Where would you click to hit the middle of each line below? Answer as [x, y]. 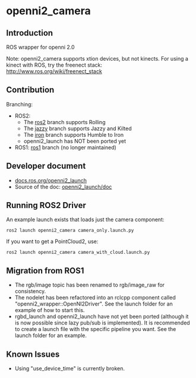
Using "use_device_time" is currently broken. [70, 368]
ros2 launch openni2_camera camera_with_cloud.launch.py [78, 253]
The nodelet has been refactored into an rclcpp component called [95, 298]
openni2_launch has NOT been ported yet [75, 141]
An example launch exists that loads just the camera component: [85, 220]
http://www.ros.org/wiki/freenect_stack [54, 71]
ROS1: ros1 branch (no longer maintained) [66, 147]
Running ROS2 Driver [46, 205]
